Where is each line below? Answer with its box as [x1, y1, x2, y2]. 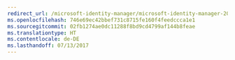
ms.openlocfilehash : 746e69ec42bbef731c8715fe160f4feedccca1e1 [7, 17, 196, 23]
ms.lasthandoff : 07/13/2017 [7, 42, 90, 49]
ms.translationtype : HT [7, 29, 77, 37]
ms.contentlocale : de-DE [7, 36, 80, 43]
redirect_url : [7, 10, 49, 17]
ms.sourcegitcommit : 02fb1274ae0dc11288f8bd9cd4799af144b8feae [7, 23, 196, 30]
